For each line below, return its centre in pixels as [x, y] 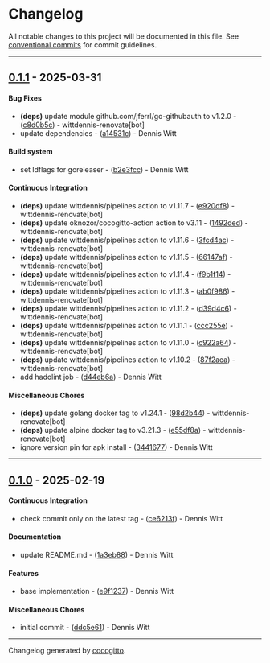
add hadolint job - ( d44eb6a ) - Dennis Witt [91, 377]
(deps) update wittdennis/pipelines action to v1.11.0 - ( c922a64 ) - [128, 342]
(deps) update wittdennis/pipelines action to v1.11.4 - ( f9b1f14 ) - [125, 274]
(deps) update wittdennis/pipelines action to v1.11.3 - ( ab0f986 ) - [127, 291]
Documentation [35, 537]
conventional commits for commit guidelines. [83, 44]
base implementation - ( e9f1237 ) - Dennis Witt [97, 591]
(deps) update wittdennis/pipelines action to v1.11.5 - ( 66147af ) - [126, 257]
